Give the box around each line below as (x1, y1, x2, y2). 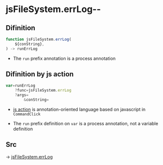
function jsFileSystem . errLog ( (6, 37, 72, 42)
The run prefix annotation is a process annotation (13, 55, 116, 61)
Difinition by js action (6, 70, 74, 78)
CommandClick (13, 112, 41, 117)
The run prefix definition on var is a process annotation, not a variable (13, 120, 158, 126)
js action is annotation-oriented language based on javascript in (13, 106, 146, 112)
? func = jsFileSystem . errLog (15, 88, 72, 93)
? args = (15, 93, 29, 98)
